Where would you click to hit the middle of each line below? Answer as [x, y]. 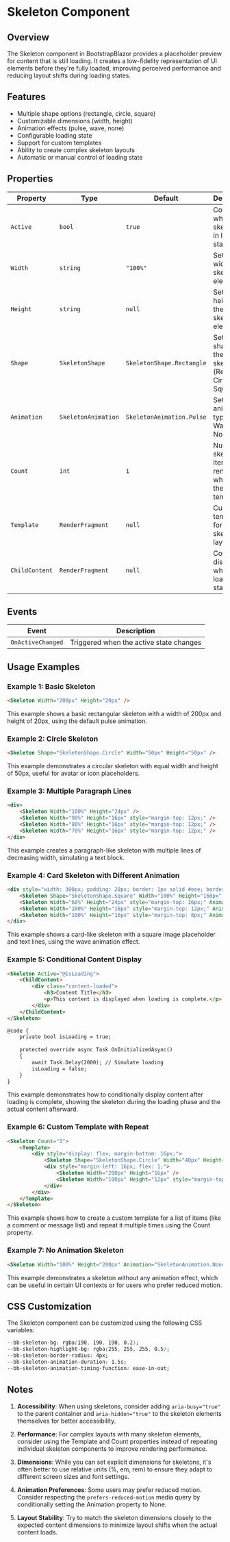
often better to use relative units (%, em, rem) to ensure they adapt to [115, 1469]
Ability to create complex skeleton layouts [76, 150]
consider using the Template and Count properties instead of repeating [117, 1441]
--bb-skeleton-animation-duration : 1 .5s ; [67, 1362]
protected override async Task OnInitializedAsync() [96, 1050]
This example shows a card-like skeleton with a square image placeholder [111, 934]
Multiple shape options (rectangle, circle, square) [86, 113]
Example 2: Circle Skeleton [53, 739]
